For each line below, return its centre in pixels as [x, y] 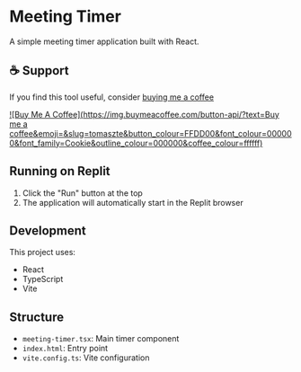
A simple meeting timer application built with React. [104, 41]
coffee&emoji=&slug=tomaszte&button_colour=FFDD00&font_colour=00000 [150, 133]
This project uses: [43, 252]
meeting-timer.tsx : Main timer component [101, 339]
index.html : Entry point [65, 349]
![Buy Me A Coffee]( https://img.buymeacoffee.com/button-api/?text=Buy [145, 114]
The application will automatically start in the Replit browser [133, 202]
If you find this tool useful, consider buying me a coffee [111, 97]
